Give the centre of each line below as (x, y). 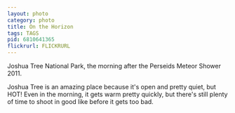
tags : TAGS (23, 33)
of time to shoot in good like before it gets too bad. (81, 101)
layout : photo (28, 14)
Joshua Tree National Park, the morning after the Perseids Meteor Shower (114, 66)
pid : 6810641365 (31, 40)
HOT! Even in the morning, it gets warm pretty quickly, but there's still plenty (117, 94)
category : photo (31, 20)
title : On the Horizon (40, 27)
